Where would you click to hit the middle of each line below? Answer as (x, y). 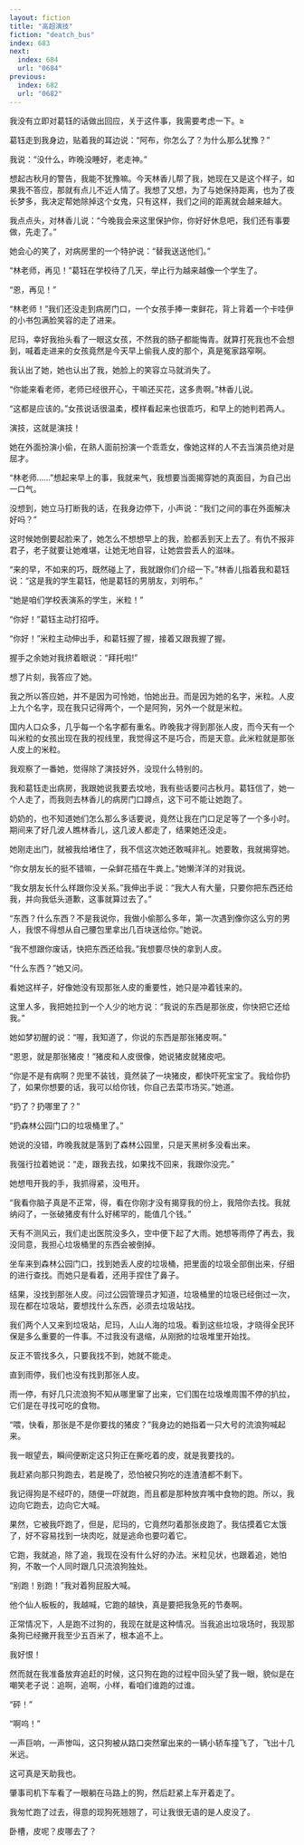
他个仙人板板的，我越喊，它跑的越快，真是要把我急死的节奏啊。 (128, 1604)
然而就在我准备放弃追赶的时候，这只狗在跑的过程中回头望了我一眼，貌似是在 (152, 1674)
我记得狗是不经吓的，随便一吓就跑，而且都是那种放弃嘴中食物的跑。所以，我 (152, 1493)
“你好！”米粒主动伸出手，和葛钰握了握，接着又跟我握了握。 (120, 638)
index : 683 (30, 43)
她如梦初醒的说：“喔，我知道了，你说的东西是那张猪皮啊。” (118, 1037)
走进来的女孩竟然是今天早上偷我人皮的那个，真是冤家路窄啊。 (156, 351)
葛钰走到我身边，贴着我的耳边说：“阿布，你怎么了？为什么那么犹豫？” (140, 140)
